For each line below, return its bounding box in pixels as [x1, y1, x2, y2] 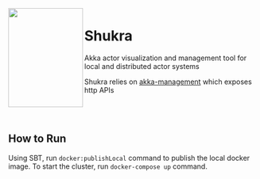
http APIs [84, 85, 114, 94]
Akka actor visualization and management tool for [84, 53, 247, 63]
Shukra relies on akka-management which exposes [84, 77, 252, 86]
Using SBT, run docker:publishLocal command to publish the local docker [8, 153, 250, 162]
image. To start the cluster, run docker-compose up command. [8, 162, 208, 171]
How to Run [8, 132, 67, 146]
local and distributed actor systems [84, 61, 200, 70]
